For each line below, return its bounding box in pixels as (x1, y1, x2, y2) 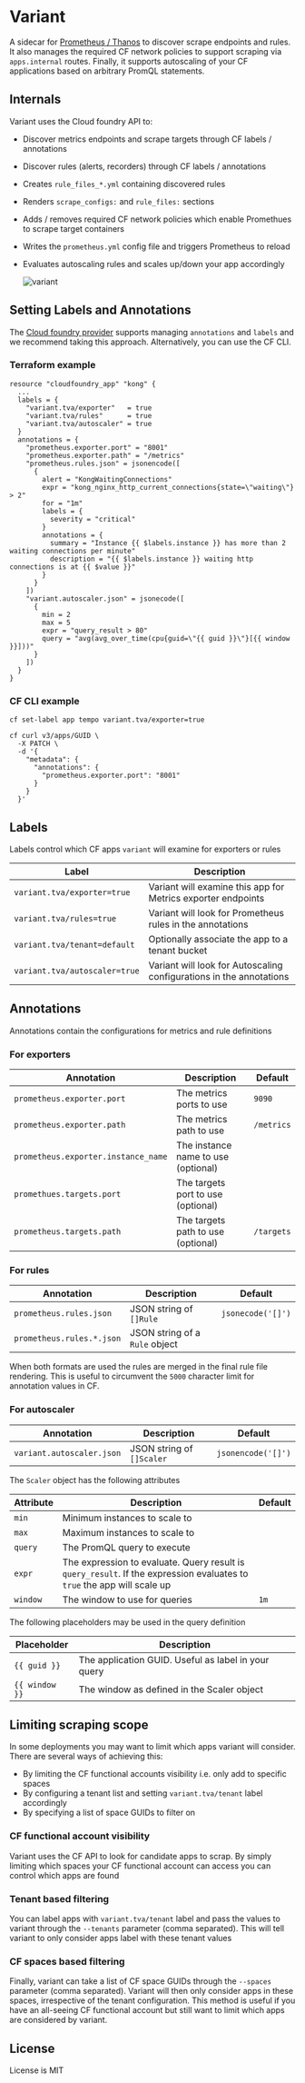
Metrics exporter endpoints (148, 892, 265, 904)
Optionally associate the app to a (148, 932, 289, 945)
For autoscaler (9, 1403, 75, 1416)
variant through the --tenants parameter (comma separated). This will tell (9, 1923, 284, 1934)
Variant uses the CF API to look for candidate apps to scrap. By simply (9, 1850, 272, 1861)
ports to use (176, 1098, 228, 1111)
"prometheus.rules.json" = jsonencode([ (25, 459, 181, 468)
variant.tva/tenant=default (14, 939, 135, 950)
